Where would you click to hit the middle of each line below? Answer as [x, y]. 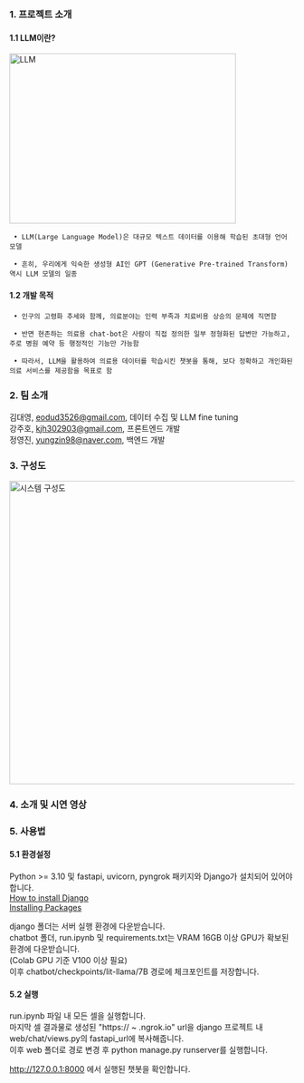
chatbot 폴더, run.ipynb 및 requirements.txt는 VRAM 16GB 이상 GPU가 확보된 [149, 937]
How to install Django [49, 898]
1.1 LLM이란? [33, 37]
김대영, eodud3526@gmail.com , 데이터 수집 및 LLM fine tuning [124, 417]
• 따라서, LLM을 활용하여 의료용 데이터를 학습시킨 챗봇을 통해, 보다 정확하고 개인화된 [153, 361]
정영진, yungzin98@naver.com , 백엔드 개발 [87, 439]
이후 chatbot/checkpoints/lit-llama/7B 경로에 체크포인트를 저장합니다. [134, 971]
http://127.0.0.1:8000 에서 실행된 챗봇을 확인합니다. [100, 1069]
